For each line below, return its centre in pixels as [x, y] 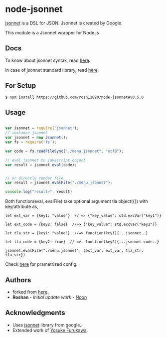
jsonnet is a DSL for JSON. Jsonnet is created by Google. [64, 23]
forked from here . [30, 292]
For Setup [21, 86]
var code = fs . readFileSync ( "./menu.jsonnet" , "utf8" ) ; [64, 151]
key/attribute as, [22, 207]
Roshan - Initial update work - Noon [50, 297]
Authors [18, 280]
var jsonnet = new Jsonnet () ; [37, 138]
